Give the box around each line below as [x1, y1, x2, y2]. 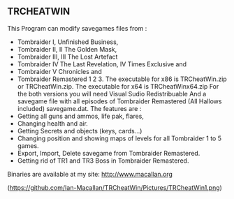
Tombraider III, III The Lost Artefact [17, 52, 118, 61]
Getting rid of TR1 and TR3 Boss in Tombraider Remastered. [17, 156, 189, 165]
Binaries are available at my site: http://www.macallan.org [7, 170, 173, 178]
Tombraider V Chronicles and [17, 67, 103, 75]
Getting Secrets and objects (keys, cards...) [17, 126, 142, 135]
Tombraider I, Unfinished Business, [17, 38, 119, 46]
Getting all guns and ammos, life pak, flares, [17, 112, 145, 120]
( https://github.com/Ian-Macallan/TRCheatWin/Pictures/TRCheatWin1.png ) [7, 183, 222, 191]
